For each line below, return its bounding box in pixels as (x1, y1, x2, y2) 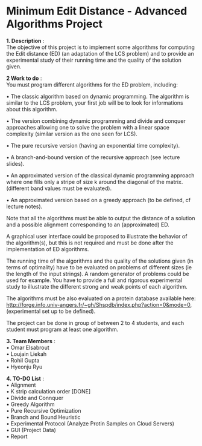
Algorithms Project (6, 17, 103, 31)
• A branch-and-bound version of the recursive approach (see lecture (6, 153, 180, 161)
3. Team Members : (6, 337, 56, 344)
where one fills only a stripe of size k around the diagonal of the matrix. (6, 178, 183, 185)
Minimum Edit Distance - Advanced (6, 4, 188, 18)
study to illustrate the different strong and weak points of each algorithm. (6, 283, 188, 290)
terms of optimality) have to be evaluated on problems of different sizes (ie (6, 263, 192, 271)
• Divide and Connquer (6, 394, 64, 401)
